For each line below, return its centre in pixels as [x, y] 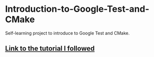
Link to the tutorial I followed [50, 48]
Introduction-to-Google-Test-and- [77, 9]
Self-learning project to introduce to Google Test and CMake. [67, 33]
